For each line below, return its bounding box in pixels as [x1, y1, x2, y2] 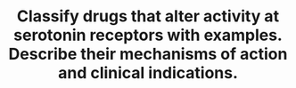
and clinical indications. [57, 63, 239, 84]
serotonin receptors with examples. [12, 25, 284, 45]
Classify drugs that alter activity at [16, 6, 280, 27]
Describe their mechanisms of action [8, 44, 288, 64]
